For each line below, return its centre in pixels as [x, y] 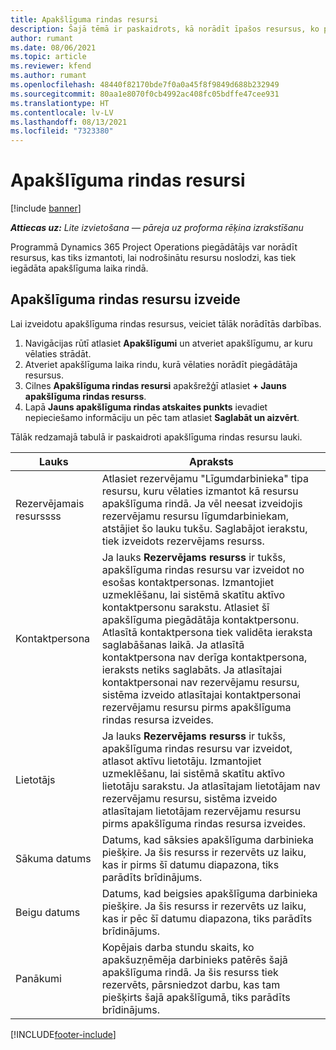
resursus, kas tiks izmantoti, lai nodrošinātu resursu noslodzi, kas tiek [153, 258]
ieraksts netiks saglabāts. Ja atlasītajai [192, 669]
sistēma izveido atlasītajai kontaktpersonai [201, 694]
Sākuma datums [53, 858]
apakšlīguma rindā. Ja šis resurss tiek [190, 972]
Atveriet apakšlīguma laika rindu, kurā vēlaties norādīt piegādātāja [161, 364]
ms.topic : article [48, 57]
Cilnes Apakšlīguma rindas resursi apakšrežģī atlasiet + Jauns [155, 385]
